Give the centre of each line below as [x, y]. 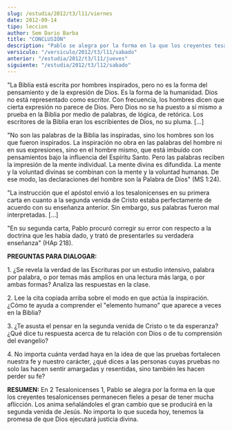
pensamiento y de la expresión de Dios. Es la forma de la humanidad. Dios [113, 92]
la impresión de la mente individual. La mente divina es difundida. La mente [114, 164]
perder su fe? [26, 376]
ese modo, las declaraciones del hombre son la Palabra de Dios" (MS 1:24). [114, 179]
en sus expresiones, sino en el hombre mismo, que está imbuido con [105, 150]
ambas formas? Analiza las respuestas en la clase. [79, 284]
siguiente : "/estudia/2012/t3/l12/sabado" [69, 65]
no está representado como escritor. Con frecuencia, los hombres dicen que [116, 99]
